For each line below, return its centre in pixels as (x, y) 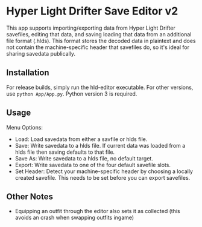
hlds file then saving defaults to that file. (65, 152)
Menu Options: (25, 127)
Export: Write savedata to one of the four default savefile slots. (93, 165)
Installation (28, 73)
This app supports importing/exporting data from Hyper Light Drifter (91, 28)
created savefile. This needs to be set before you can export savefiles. (103, 177)
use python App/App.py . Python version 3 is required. (72, 94)
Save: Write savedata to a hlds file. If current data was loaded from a (100, 145)
